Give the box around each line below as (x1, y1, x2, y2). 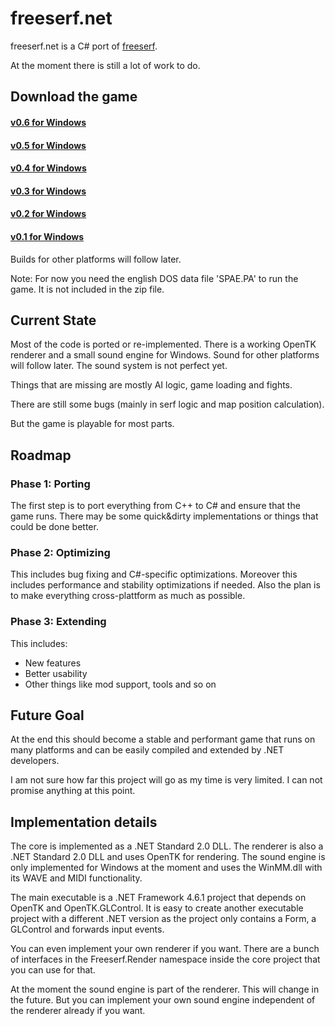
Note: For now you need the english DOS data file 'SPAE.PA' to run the (10, 272, 299, 284)
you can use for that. (10, 964, 96, 976)
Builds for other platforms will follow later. (10, 253, 182, 265)
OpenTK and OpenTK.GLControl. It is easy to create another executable (10, 902, 304, 914)
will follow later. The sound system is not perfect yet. (10, 360, 228, 372)
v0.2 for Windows (10, 208, 87, 220)
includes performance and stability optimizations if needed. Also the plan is (10, 579, 321, 591)
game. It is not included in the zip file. (10, 283, 165, 295)
